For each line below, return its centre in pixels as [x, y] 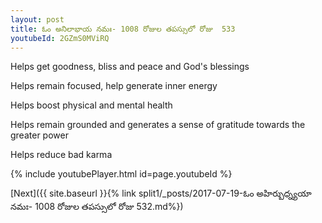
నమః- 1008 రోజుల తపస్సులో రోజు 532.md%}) [97, 207]
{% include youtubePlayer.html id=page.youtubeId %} [121, 174]
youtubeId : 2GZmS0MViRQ [60, 38]
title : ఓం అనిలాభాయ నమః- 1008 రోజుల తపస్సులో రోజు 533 [123, 29]
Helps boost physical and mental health [91, 105]
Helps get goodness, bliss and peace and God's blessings [130, 67]
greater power [39, 135]
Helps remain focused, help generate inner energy [114, 86]
